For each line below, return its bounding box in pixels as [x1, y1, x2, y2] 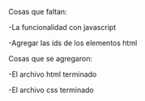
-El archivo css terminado [8, 85, 95, 95]
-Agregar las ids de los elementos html [8, 38, 138, 48]
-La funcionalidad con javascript [8, 23, 117, 32]
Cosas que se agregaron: [8, 54, 93, 63]
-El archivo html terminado [8, 69, 97, 79]
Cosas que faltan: [8, 7, 67, 16]
